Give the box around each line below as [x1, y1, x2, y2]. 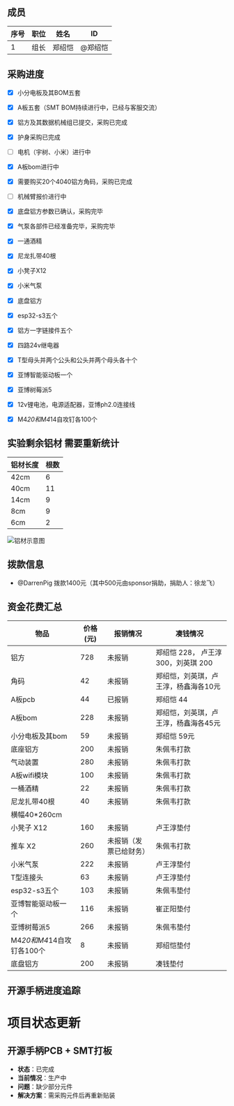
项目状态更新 [7, 1015, 81, 1031]
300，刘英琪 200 [155, 658, 213, 668]
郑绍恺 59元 [155, 731, 195, 741]
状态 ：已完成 [17, 1065, 54, 1073]
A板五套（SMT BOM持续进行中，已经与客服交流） [17, 103, 162, 112]
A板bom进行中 [17, 163, 59, 171]
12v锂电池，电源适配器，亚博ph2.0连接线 [17, 400, 136, 408]
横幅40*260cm [10, 809, 63, 819]
